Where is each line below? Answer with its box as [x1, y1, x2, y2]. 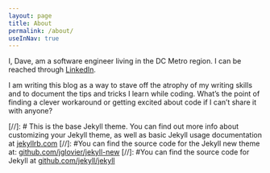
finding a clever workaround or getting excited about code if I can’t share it [8, 97, 257, 107]
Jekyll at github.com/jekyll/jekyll [8, 156, 115, 166]
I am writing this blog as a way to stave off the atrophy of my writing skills [8, 80, 252, 90]
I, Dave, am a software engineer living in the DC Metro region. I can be [8, 56, 242, 66]
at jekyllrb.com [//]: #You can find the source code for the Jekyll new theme [8, 138, 260, 149]
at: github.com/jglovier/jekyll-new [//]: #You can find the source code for [8, 147, 250, 157]
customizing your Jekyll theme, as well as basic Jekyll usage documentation [8, 130, 263, 140]
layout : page [8, 11, 52, 20]
